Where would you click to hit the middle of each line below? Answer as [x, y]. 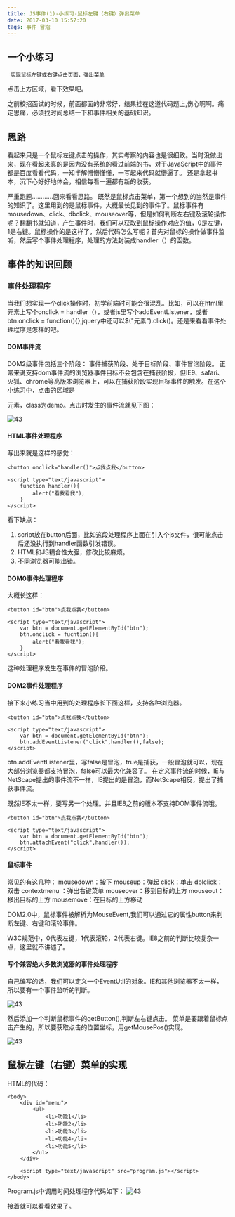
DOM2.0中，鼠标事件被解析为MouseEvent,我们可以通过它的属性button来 [112, 914]
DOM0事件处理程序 [35, 578]
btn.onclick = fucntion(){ [59, 634]
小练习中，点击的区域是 [41, 390]
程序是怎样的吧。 [38, 329]
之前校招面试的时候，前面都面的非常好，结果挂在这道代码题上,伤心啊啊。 [113, 104]
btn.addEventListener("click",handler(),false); [92, 742]
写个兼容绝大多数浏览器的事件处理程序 [62, 964]
